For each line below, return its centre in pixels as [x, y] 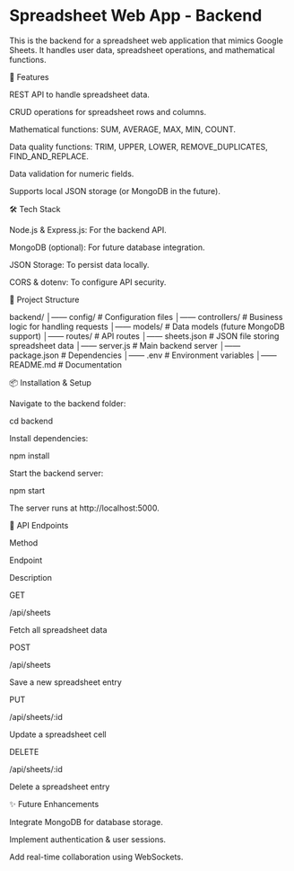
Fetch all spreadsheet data [58, 629]
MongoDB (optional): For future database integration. [107, 247]
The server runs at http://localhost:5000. [84, 508]
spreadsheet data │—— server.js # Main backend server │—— [125, 345]
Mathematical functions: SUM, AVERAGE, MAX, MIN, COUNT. [122, 129]
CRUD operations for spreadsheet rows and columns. [108, 111]
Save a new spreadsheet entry [66, 682]
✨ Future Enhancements [54, 804]
